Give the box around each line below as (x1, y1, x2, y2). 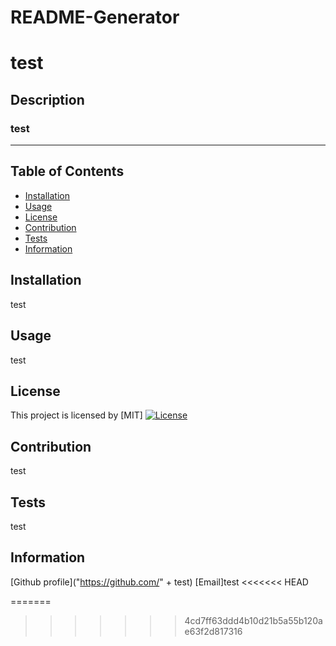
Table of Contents (10, 163, 125, 180)
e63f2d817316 (184, 625, 243, 637)
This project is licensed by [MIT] (10, 409, 143, 421)
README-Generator (10, 6, 180, 29)
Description (10, 91, 85, 108)
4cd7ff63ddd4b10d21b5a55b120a (184, 614, 323, 626)
